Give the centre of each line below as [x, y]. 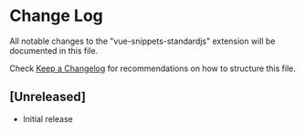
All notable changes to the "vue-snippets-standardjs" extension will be [142, 41]
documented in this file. [54, 50]
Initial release [47, 118]
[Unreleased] [48, 97]
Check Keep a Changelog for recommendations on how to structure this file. [153, 68]
